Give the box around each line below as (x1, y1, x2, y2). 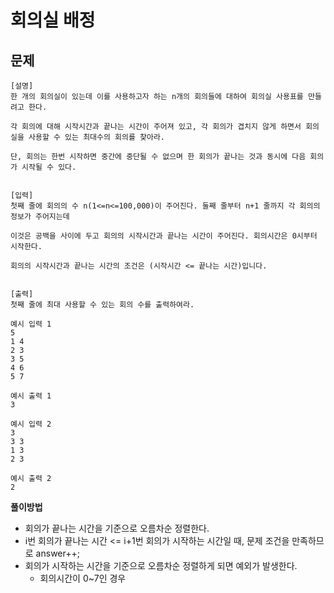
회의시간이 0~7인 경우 (39, 572, 127, 584)
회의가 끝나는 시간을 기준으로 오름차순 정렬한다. (24, 522, 210, 534)
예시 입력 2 (10, 419, 52, 429)
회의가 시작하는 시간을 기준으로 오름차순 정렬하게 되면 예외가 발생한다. (24, 560, 298, 571)
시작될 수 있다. (21, 162, 77, 172)
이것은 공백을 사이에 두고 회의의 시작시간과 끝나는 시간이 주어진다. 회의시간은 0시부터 (10, 231, 318, 241)
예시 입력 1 (10, 319, 52, 329)
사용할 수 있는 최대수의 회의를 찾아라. (28, 132, 166, 142)
